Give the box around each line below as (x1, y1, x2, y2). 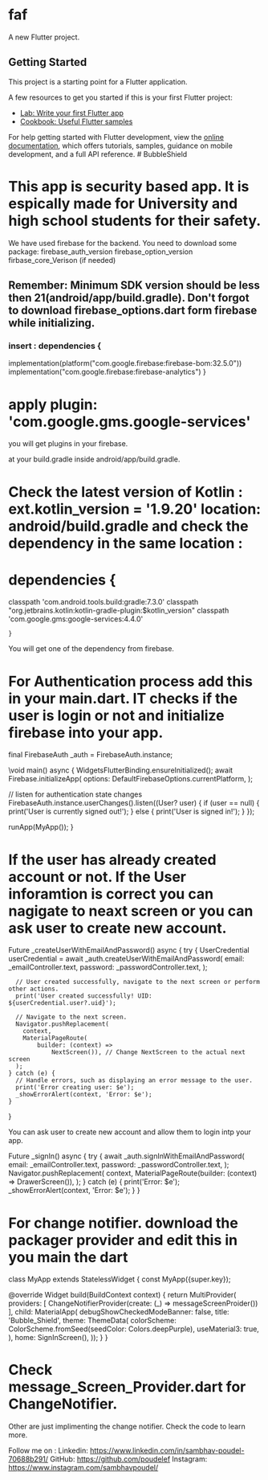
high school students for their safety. (8, 211, 262, 230)
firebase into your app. (8, 724, 164, 741)
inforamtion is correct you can (8, 884, 214, 903)
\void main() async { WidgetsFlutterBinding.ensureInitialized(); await (8, 765, 233, 775)
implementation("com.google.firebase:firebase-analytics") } (8, 367, 206, 377)
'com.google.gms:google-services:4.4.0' (8, 614, 144, 624)
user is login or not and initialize (8, 706, 225, 724)
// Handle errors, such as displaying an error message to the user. (15, 1076, 253, 1084)
